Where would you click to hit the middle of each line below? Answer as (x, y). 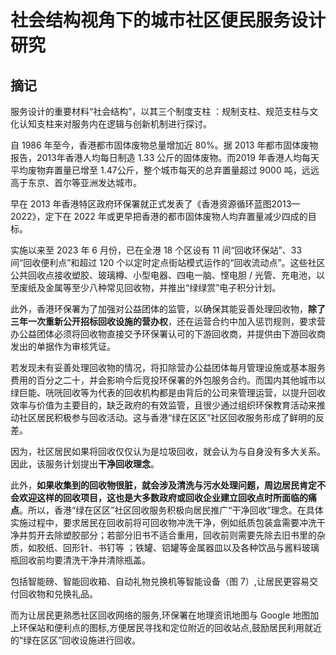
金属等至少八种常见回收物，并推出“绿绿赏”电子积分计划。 (163, 287)
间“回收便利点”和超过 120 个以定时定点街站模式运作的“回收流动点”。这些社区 (168, 262)
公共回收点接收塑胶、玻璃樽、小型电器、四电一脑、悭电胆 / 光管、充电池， (163, 275)
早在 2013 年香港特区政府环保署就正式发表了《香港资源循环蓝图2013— (155, 204)
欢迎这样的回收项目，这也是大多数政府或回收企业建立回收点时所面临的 (163, 497)
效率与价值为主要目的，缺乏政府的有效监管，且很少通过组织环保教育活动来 (163, 405)
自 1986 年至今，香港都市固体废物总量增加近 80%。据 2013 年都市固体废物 (164, 145)
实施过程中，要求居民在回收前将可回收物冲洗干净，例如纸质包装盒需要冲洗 (163, 522)
